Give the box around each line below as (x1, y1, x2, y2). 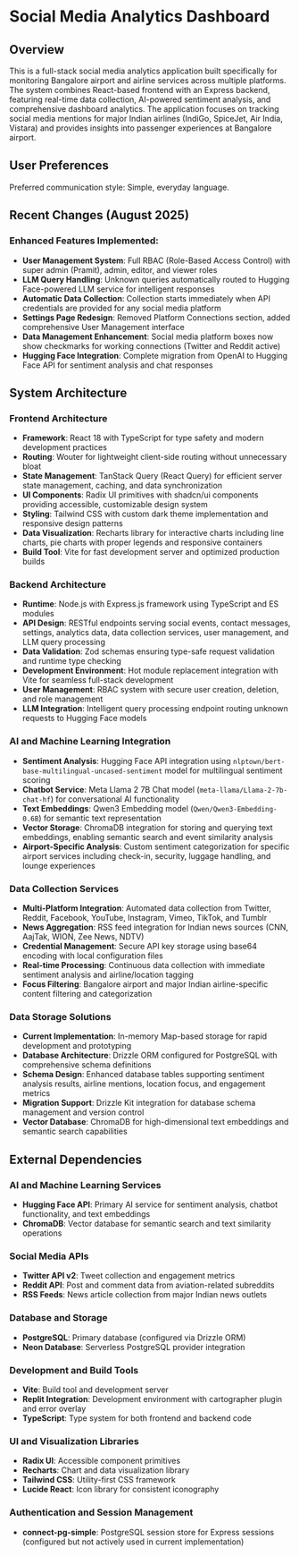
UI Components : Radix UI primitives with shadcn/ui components (21, 489, 259, 500)
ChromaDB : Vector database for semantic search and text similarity (21, 1219, 271, 1229)
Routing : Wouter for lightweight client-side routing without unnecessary (21, 452, 287, 463)
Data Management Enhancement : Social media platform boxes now (21, 331, 274, 342)
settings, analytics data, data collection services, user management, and (21, 627, 289, 638)
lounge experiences (21, 860, 96, 871)
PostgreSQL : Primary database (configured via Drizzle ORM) (21, 1331, 246, 1343)
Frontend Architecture (9, 412, 108, 424)
